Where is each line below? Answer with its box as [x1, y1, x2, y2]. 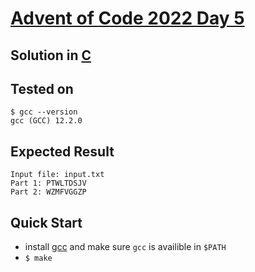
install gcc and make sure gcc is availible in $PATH [24, 241, 227, 253]
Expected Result [10, 143, 115, 160]
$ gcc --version [10, 107, 78, 117]
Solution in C [10, 47, 92, 64]
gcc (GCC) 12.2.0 [10, 116, 83, 126]
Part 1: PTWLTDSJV [10, 178, 87, 189]
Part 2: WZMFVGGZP [10, 187, 87, 197]
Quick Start [10, 214, 83, 231]
